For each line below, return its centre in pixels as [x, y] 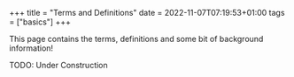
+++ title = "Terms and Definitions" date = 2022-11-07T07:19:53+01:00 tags [147, 13]
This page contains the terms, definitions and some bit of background [136, 39]
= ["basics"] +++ [40, 22]
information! [31, 48]
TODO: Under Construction [58, 65]
